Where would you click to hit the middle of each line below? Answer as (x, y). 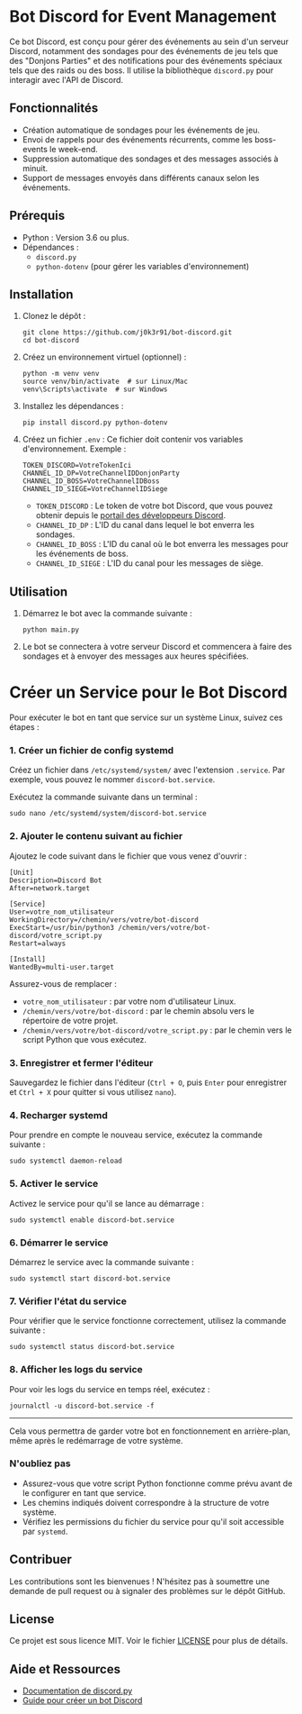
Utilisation (39, 592)
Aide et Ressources (65, 1669)
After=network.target (50, 888)
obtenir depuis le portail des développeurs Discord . (131, 515)
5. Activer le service (54, 1184)
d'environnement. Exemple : (74, 449)
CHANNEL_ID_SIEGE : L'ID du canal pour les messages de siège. (149, 563)
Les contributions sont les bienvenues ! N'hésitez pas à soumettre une (139, 1581)
